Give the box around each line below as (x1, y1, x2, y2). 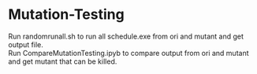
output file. (8, 39, 43, 49)
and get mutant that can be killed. (8, 57, 117, 66)
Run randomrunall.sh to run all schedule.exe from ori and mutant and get (8, 31, 244, 41)
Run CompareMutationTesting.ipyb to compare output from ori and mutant (8, 48, 250, 57)
